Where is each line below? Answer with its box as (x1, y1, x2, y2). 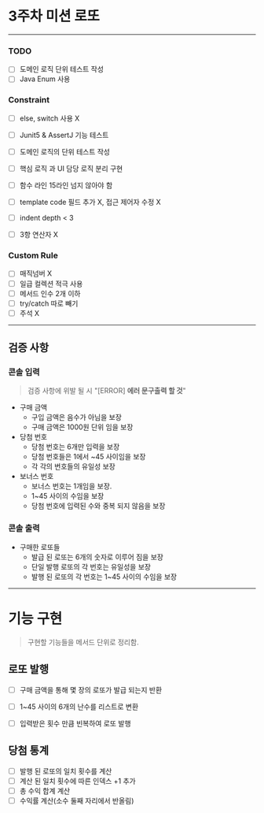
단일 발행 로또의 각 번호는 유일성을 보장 (31, 562, 152, 571)
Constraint (8, 95, 50, 106)
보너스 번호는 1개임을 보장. (31, 481, 112, 491)
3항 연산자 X (19, 230, 59, 239)
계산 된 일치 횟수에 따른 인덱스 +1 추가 (19, 776, 136, 785)
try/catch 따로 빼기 (19, 299, 79, 308)
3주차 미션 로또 (8, 7, 100, 25)
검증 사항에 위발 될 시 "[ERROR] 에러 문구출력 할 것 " (27, 386, 186, 395)
